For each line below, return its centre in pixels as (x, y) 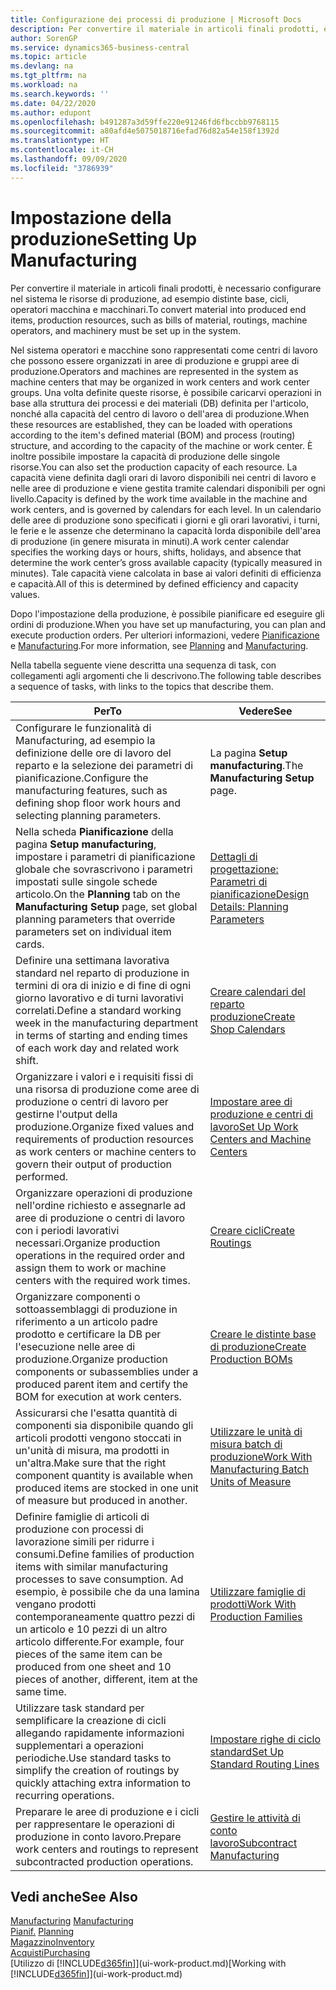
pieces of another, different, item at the (106, 1679)
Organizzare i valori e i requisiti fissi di (104, 1076)
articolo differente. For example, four (100, 1641)
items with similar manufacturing (92, 1566)
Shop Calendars (247, 1029)
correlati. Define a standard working (98, 1010)
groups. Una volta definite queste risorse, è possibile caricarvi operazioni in (166, 392)
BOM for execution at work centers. (98, 1396)
